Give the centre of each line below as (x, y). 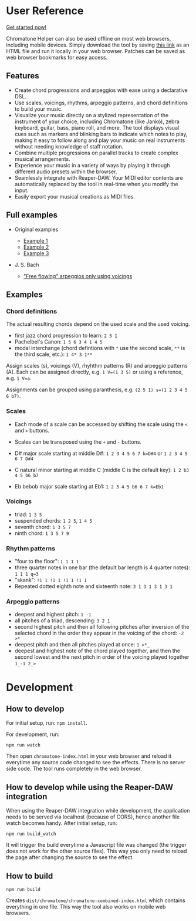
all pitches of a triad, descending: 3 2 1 (62, 620)
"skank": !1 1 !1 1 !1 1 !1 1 (50, 580)
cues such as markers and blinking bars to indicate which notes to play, (101, 134)
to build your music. (38, 109)
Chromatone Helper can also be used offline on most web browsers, (89, 38)
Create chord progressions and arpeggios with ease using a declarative (101, 90)
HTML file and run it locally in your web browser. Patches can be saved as (96, 51)
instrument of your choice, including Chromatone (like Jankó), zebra (97, 121)
